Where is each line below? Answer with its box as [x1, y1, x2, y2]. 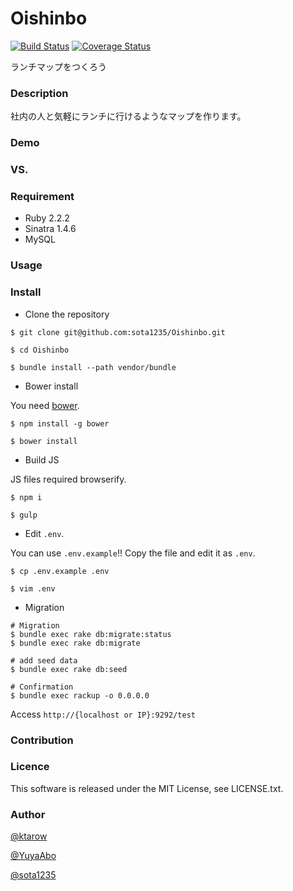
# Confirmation [10, 682, 74, 692]
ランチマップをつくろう [10, 60, 107, 72]
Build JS [24, 453, 60, 466]
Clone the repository [24, 308, 110, 320]
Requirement [10, 190, 75, 203]
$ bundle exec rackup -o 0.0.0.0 [10, 690, 150, 701]
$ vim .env [10, 583, 56, 594]
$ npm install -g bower [10, 418, 110, 429]
